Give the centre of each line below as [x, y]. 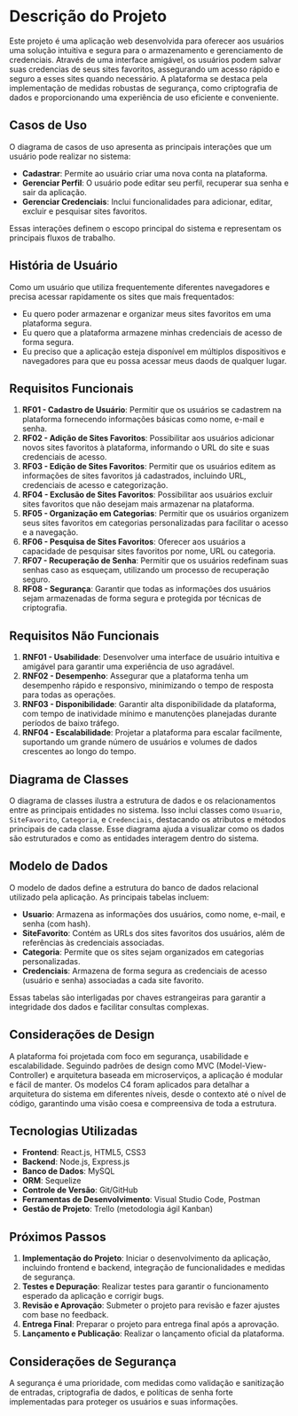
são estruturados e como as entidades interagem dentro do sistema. [134, 838]
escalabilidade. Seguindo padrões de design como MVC [112, 1066]
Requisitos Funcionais [72, 388]
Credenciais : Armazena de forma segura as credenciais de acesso [145, 971]
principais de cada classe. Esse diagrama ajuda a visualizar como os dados [147, 829]
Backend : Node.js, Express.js [76, 1162]
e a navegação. [50, 532]
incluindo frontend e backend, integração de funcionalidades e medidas [153, 1268]
